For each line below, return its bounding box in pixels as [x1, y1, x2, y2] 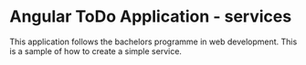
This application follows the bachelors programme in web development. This [9, 36, 298, 47]
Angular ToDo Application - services [9, 6, 292, 27]
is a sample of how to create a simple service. [9, 45, 183, 56]
